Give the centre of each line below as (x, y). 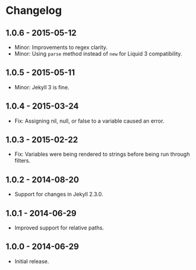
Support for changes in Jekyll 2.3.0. (59, 194)
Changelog (34, 11)
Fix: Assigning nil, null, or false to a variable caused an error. (89, 121)
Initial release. (32, 261)
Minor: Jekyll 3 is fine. (42, 87)
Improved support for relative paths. (59, 228)
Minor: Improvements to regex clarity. (61, 47)
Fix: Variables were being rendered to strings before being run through (102, 154)
